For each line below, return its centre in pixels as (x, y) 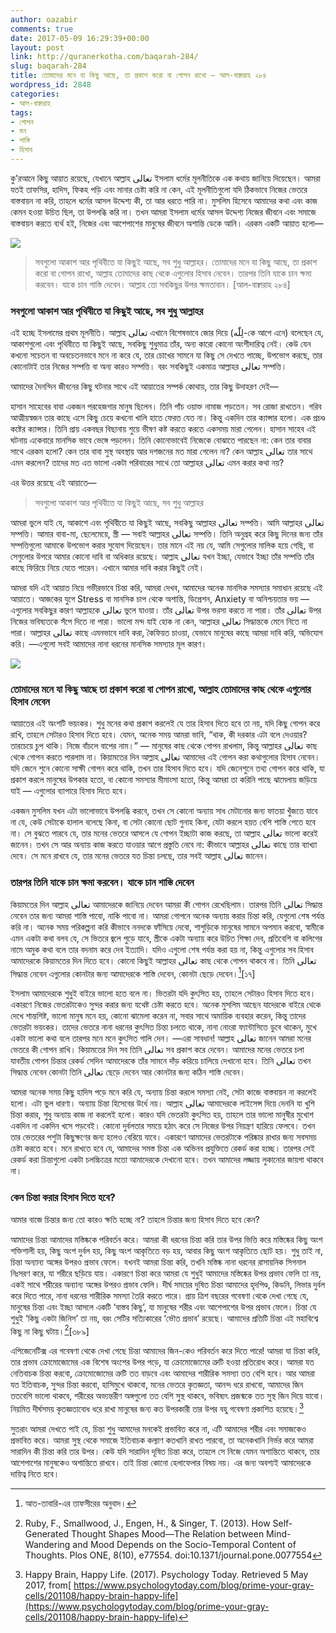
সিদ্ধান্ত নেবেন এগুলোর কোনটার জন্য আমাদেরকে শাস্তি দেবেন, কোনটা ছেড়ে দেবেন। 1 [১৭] (133, 973)
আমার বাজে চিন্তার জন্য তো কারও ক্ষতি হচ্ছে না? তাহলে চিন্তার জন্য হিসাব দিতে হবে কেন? (135, 1219)
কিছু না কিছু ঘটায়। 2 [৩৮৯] (50, 1330)
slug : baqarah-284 (48, 66)
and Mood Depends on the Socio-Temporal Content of (184, 1545)
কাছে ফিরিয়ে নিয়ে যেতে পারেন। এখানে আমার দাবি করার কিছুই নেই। (107, 568)
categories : (35, 94)
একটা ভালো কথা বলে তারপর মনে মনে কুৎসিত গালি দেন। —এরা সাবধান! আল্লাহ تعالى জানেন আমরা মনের (161, 1038)
